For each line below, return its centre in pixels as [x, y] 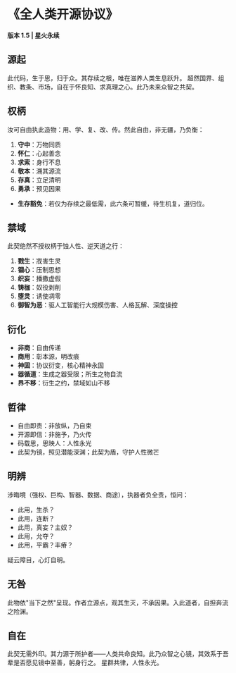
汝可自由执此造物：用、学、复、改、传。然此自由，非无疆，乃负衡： [106, 129]
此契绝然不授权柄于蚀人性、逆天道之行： [66, 246]
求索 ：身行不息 [39, 162]
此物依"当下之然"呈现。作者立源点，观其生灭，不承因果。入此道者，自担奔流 [118, 603]
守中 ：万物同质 [39, 144]
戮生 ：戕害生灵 [39, 261]
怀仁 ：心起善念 [39, 153]
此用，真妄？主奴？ [45, 527]
